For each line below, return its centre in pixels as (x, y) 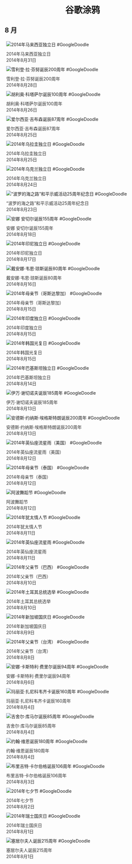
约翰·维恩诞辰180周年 (28, 751)
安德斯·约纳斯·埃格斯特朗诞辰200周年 (44, 427)
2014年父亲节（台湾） (29, 651)
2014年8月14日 (21, 383)
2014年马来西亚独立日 (29, 54)
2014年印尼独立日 (24, 253)
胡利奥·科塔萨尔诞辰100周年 (34, 104)
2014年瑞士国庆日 (24, 825)
